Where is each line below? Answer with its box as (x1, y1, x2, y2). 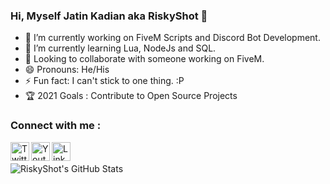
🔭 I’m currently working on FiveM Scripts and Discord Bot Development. (24, 32, 321, 44)
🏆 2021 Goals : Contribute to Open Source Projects (24, 90, 238, 102)
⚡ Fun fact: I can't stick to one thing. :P (24, 75, 185, 87)
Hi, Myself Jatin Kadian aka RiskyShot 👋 (10, 9, 208, 23)
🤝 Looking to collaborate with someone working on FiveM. (24, 53, 265, 65)
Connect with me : (10, 119, 102, 133)
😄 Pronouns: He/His (24, 64, 110, 76)
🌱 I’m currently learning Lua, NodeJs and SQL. (24, 42, 217, 54)
